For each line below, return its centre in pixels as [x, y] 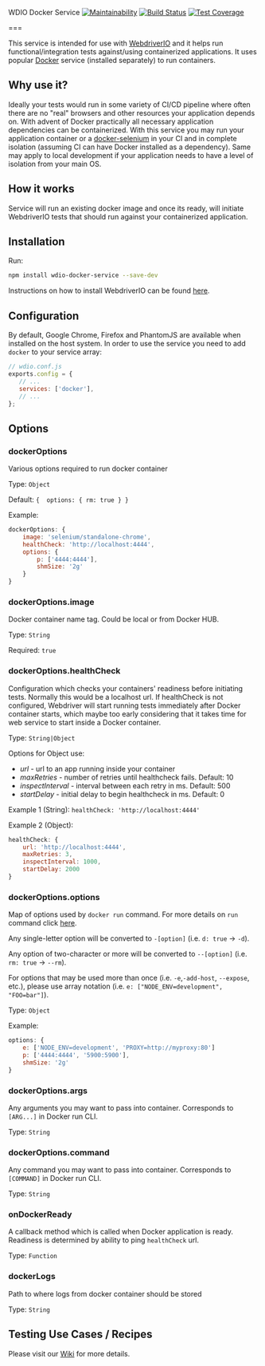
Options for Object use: [47, 753]
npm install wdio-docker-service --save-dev [83, 275]
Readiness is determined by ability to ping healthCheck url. [104, 1240]
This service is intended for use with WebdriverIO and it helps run [116, 43]
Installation [37, 242]
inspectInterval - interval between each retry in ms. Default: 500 [125, 785]
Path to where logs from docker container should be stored [105, 1293]
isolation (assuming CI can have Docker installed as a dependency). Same [130, 147]
